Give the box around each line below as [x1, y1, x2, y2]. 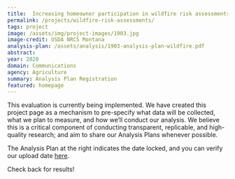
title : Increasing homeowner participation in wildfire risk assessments [7, 10, 230, 17]
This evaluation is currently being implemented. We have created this [7, 101, 206, 109]
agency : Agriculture [7, 69, 68, 76]
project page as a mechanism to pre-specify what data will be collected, [7, 108, 215, 117]
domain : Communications [7, 62, 77, 69]
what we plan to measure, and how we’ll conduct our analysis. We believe [7, 116, 220, 124]
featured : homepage [7, 82, 64, 89]
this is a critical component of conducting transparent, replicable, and [7, 123, 208, 131]
